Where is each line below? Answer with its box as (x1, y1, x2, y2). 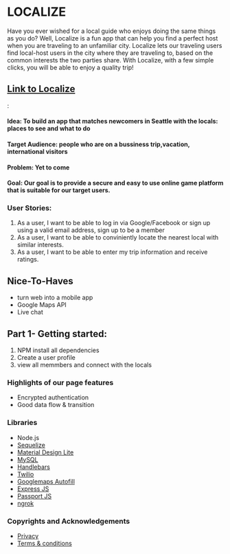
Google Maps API (16, 301, 67, 309)
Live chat (16, 308, 43, 316)
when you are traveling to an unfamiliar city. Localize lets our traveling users (7, 41, 222, 49)
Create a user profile (16, 354, 76, 362)
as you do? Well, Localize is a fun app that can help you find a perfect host (7, 34, 218, 42)
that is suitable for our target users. (7, 186, 111, 194)
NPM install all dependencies (16, 346, 100, 354)
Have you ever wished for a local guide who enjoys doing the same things (7, 27, 216, 35)
